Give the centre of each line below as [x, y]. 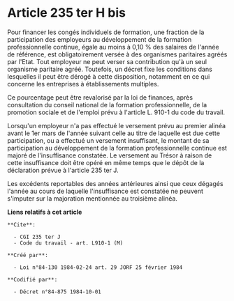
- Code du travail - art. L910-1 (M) [68, 243]
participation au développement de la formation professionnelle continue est [117, 148]
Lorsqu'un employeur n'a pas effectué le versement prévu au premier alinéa [116, 125]
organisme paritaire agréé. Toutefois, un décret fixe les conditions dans [110, 69]
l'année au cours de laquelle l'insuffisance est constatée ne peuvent [105, 191]
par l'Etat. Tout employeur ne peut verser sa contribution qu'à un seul [107, 61]
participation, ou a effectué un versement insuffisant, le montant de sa [108, 140]
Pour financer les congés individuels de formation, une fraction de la [106, 32]
